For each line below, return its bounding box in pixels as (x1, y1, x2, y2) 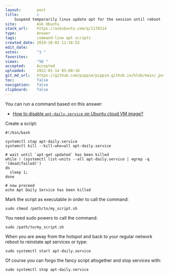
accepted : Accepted (5, 63, 55, 68)
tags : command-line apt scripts (5, 36, 92, 41)
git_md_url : (5, 73, 30, 78)
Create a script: (5, 120, 38, 126)
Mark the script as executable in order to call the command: (5, 196, 129, 202)
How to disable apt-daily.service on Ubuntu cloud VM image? (12, 110, 143, 116)
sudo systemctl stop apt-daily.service (5, 267, 89, 272)
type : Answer (5, 31, 51, 36)
